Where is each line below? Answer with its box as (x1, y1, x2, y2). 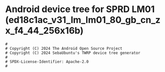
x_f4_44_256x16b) (5, 25, 84, 36)
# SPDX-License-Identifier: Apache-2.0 (5, 59, 89, 64)
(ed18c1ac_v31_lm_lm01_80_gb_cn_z (5, 14, 161, 26)
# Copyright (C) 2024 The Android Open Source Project (5, 46, 123, 51)
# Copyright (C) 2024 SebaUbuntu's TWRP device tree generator (5, 50, 141, 55)
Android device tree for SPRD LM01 (5, 4, 155, 15)
